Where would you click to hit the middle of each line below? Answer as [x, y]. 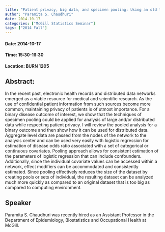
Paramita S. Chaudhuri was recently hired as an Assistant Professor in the [80, 215]
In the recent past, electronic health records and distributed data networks [80, 93]
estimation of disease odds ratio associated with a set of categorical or [77, 145]
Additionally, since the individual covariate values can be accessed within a [81, 161]
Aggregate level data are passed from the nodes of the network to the [76, 135]
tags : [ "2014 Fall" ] [26, 28]
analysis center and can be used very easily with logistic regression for [77, 140]
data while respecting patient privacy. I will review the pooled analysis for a [81, 125]
